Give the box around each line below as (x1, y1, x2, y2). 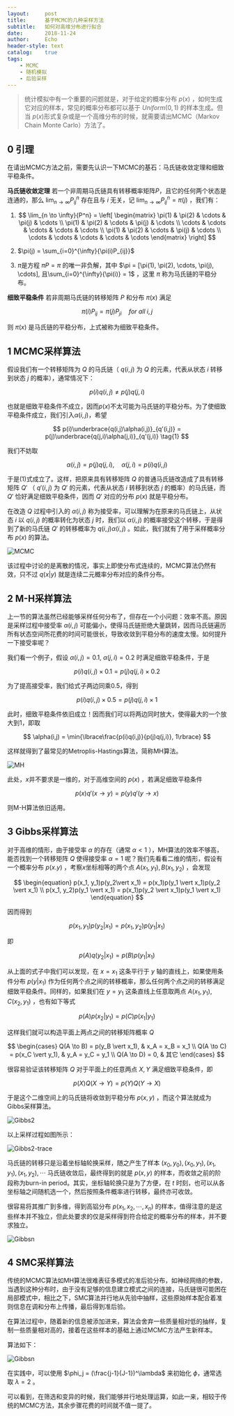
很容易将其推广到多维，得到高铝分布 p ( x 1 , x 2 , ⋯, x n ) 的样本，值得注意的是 (7, 1202, 217, 1212)
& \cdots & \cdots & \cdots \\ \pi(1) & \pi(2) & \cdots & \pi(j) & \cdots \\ (23, 226, 221, 234)
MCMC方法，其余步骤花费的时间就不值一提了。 (19, 1401, 155, 1410)
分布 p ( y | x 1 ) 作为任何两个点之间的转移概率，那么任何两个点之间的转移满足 (13, 977, 225, 987)
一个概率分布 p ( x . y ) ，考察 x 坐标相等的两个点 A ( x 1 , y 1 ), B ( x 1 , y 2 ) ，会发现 (7, 863, 211, 873)
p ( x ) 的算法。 (15, 534, 54, 542)
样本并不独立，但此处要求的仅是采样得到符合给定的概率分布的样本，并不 (13, 1212, 221, 1220)
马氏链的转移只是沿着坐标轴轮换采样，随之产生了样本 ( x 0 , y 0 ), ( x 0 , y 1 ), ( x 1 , (7, 1159, 217, 1169)
